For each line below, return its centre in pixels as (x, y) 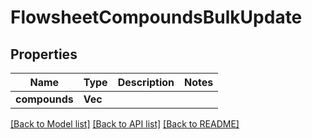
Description (146, 82)
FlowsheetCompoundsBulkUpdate (156, 17)
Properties (44, 54)
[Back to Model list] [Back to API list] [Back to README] (125, 124)
